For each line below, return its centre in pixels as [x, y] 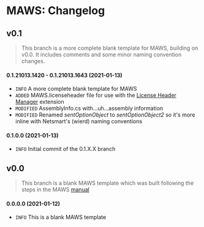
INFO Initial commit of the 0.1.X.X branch [65, 149]
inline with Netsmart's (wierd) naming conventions [79, 121]
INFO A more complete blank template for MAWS [76, 89]
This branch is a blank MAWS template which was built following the [108, 183]
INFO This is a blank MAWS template [61, 217]
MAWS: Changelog [56, 11]
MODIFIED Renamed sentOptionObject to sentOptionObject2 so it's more [105, 115]
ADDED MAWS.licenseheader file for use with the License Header [96, 95]
